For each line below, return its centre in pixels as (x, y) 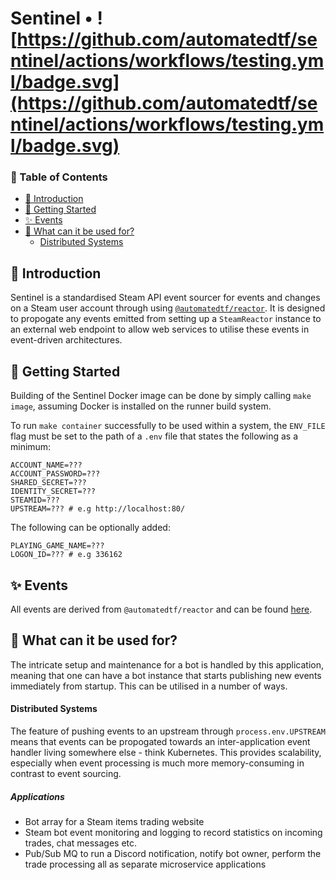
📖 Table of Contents (59, 177)
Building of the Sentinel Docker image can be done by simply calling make (161, 396)
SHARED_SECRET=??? (48, 483)
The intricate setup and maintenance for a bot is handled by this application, (167, 664)
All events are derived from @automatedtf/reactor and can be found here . (161, 609)
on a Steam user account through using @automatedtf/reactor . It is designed (168, 308)
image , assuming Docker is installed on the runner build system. (141, 406)
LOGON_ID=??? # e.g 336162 (66, 555)
